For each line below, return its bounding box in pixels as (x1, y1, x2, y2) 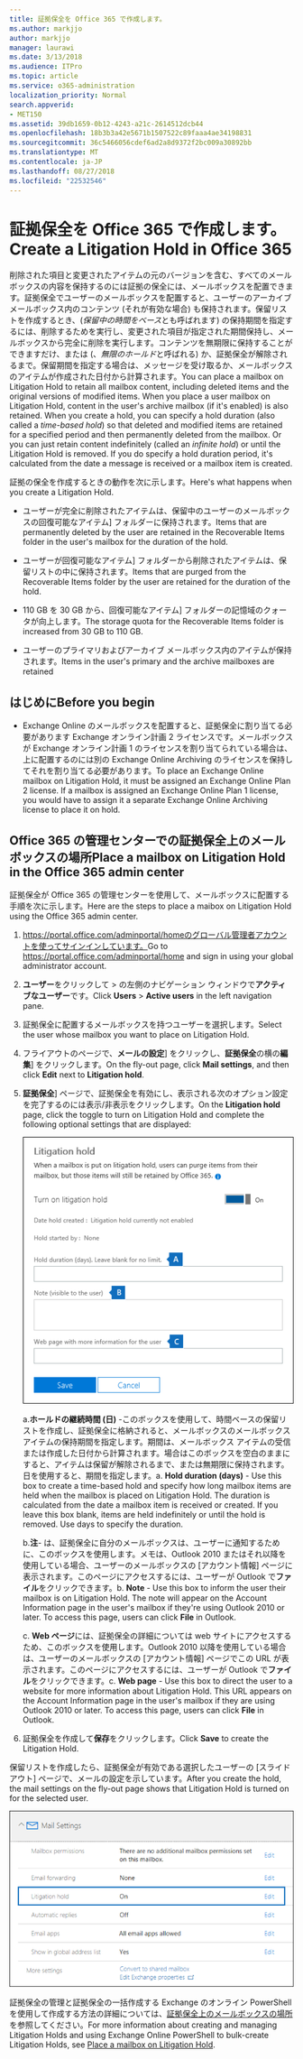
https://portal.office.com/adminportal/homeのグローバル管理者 (22, 929, 255, 940)
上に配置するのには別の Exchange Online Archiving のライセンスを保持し (22, 754, 293, 765)
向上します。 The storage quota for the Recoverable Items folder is (38, 616, 284, 627)
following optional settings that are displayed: (22, 1119, 192, 1130)
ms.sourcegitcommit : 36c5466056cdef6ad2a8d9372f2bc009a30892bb (9, 138, 252, 148)
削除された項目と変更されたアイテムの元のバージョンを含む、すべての (9, 270, 269, 281)
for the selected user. (9, 1792, 88, 1804)
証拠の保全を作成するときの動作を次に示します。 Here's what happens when (9, 476, 293, 487)
